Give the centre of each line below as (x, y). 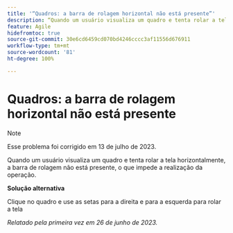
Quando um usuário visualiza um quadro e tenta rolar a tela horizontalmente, (116, 159)
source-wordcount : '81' (42, 53)
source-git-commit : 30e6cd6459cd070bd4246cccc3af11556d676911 (99, 40)
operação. (22, 175)
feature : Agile (29, 26)
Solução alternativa (36, 188)
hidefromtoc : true (34, 33)
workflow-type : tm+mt (38, 46)
